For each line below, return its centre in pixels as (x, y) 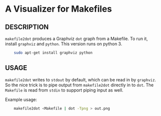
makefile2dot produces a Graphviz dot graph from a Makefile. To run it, (76, 39)
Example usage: (21, 99)
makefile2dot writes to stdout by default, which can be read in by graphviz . (80, 79)
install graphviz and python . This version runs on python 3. (64, 44)
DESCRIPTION (27, 27)
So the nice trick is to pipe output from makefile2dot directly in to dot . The (79, 85)
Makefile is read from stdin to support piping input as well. (64, 90)
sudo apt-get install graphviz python (53, 53)
